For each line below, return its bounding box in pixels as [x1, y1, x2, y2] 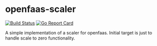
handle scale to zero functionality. [5, 35, 75, 41]
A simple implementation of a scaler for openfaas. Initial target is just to [5, 29, 152, 35]
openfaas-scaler [5, 3, 76, 15]
